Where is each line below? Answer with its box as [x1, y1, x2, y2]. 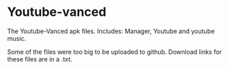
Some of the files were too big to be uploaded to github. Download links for [7, 48, 222, 56]
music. [7, 34, 26, 42]
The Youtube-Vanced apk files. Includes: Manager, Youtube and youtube [7, 27, 215, 35]
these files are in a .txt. [7, 55, 73, 63]
